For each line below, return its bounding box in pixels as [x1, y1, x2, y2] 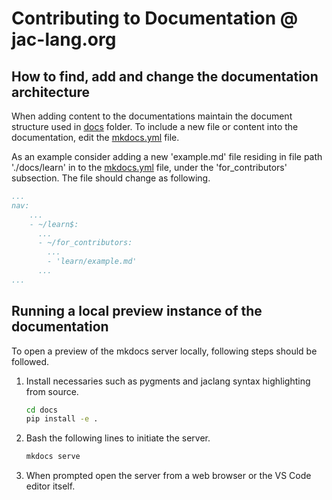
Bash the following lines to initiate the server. [25, 432, 211, 444]
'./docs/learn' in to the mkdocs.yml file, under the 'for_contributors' [11, 162, 288, 173]
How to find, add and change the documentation [11, 68, 319, 85]
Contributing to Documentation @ [11, 7, 299, 30]
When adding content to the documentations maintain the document [11, 110, 293, 122]
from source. [25, 385, 79, 397]
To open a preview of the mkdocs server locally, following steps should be [11, 345, 318, 357]
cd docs [25, 405, 58, 415]
